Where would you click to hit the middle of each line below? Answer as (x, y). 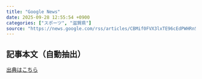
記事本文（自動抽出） (46, 54)
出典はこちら (22, 70)
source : (16, 28)
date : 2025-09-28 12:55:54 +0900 (48, 17)
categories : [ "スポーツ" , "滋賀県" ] (49, 23)
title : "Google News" (33, 12)
